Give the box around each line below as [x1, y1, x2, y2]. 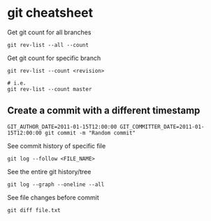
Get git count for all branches [7, 28, 92, 36]
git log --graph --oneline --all [7, 180, 105, 188]
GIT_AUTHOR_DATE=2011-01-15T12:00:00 [7, 123, 117, 130]
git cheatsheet [7, 5, 94, 21]
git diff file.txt [7, 206, 61, 214]
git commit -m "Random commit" [44, 129, 136, 136]
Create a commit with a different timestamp [7, 105, 201, 117]
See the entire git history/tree [7, 167, 92, 176]
